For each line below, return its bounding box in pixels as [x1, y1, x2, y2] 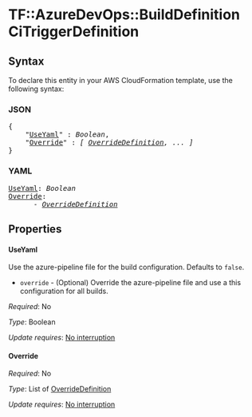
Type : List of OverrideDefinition [8, 384, 112, 394]
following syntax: [8, 84, 65, 93]
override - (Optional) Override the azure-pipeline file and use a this [19, 278, 242, 288]
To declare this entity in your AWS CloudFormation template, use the [8, 76, 233, 85]
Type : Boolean [8, 317, 56, 327]
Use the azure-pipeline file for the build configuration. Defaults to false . [8, 262, 245, 272]
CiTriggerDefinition [8, 22, 140, 41]
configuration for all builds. [19, 286, 109, 296]
